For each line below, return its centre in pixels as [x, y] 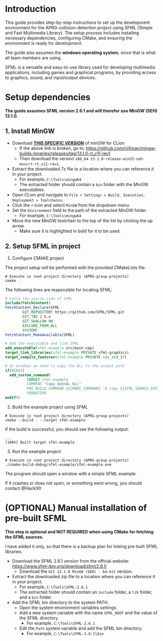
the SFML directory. [39, 618]
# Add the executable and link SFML [42, 344]
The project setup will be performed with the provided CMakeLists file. [76, 267]
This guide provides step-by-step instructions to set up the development [78, 22]
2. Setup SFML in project [43, 246]
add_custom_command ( [30, 375]
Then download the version [47, 158]
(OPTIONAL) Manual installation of [76, 508]
